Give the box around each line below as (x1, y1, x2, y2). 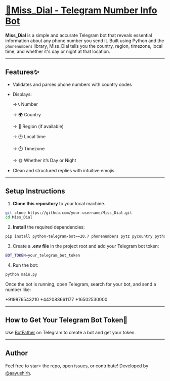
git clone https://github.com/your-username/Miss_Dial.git (5, 210, 133, 215)
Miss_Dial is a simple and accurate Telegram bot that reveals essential (5, 32, 152, 38)
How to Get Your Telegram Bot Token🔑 (5, 316, 128, 325)
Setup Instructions (5, 187, 65, 196)
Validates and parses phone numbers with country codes (12, 81, 132, 87)
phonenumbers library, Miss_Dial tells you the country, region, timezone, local (5, 43, 163, 49)
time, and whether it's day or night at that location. (5, 48, 110, 54)
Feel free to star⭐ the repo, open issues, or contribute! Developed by (5, 363, 148, 369)
